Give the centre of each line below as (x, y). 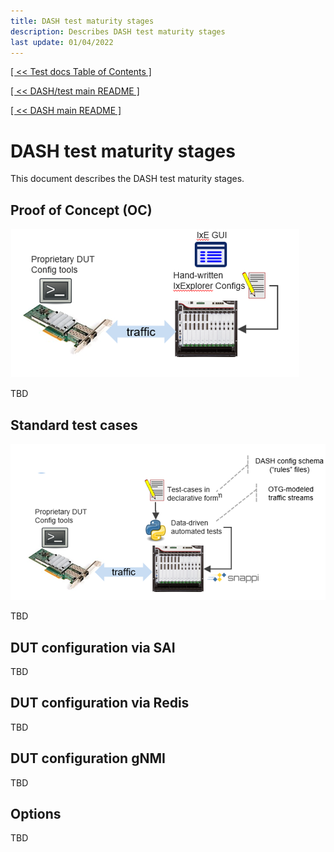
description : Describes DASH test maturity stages (118, 31)
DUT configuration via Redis (100, 703)
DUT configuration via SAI (93, 647)
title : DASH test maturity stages (82, 21)
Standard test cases (74, 425)
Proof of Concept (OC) (81, 210)
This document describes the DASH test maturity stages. (127, 179)
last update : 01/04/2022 (62, 42)
